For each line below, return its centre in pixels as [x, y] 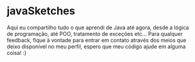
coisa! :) [17, 52]
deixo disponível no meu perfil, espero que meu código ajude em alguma [96, 46]
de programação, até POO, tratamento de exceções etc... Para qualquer [95, 33]
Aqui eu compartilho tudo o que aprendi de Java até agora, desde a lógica [98, 27]
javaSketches [41, 11]
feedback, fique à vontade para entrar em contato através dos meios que [97, 40]
